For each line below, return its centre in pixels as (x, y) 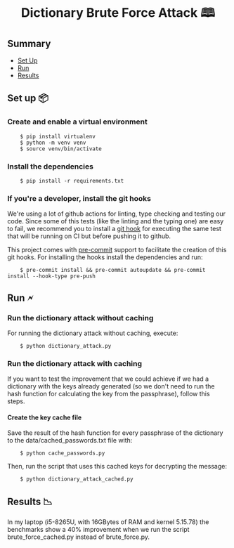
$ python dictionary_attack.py (66, 346)
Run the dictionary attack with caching (75, 363)
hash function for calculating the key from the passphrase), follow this (109, 394)
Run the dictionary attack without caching (80, 318)
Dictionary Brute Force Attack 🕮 (118, 13)
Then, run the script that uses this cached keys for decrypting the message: (117, 467)
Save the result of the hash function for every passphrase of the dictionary (115, 433)
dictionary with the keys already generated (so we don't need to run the (111, 386)
